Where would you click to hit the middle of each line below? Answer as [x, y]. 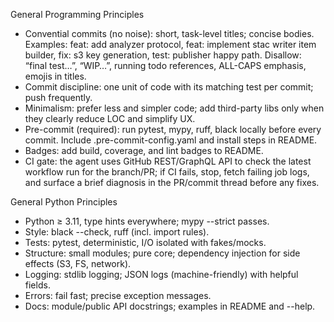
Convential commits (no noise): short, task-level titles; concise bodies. [169, 33]
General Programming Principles [77, 14]
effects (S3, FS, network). [78, 263]
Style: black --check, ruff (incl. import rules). [117, 232]
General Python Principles [64, 202]
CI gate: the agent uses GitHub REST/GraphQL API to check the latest [168, 161]
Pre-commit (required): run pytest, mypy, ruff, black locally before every [173, 129]
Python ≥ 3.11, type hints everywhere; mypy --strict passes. [147, 221]
